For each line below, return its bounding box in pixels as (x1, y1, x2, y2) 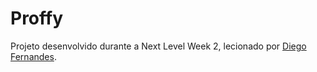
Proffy (10, 7, 64, 30)
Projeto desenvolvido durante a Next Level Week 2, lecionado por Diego (10, 40, 307, 52)
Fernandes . (10, 50, 57, 62)
